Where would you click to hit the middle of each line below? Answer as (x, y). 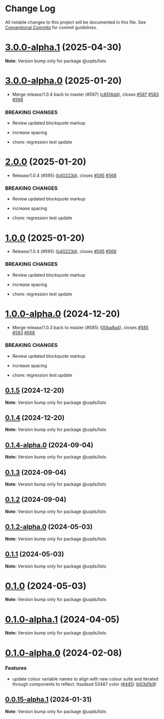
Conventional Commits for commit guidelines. (51, 27)
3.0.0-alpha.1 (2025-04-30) (63, 47)
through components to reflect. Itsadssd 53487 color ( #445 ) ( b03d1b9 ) (84, 684)
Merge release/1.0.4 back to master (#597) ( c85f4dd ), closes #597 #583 (85, 94)
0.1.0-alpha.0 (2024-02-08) (64, 653)
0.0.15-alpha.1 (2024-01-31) (48, 700)
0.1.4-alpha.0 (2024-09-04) (49, 445)
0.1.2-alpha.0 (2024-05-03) (49, 527)
